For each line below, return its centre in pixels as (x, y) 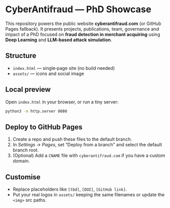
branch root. (26, 150)
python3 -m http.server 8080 (36, 111)
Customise (23, 177)
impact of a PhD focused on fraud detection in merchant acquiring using (83, 34)
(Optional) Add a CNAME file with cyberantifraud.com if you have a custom (89, 155)
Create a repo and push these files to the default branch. (72, 139)
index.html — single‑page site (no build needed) (64, 68)
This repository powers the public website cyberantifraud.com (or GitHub (83, 23)
